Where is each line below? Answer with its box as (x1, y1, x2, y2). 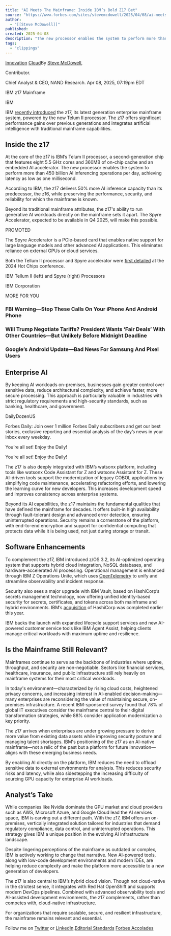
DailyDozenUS (5, 413, 36, 419)
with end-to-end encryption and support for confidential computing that (5, 523, 156, 529)
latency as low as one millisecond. (5, 175, 77, 182)
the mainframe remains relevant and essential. (5, 915, 102, 921)
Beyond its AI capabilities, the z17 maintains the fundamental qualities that (5, 501, 160, 507)
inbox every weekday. (5, 434, 51, 440)
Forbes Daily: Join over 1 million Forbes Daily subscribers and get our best (5, 423, 161, 430)
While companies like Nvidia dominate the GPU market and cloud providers (5, 804, 163, 810)
